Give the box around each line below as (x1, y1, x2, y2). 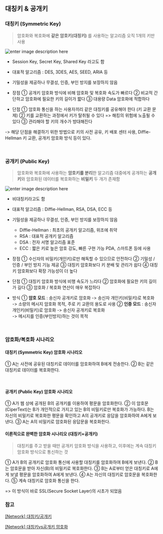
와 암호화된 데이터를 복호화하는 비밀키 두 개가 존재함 (21, 176, 121, 182)
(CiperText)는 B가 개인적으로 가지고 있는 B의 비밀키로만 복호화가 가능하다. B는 (5, 406, 155, 412)
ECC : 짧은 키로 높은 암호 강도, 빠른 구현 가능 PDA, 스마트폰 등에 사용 (19, 245, 151, 251)
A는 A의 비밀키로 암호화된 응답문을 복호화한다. (22, 419, 111, 424)
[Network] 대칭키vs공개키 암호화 (5, 524, 68, 530)
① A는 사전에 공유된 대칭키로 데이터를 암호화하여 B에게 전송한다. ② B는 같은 (5, 361, 154, 367)
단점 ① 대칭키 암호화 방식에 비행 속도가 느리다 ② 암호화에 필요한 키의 (12, 278, 148, 284)
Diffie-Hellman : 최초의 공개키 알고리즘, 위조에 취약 (19, 227, 118, 233)
